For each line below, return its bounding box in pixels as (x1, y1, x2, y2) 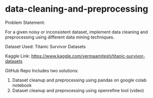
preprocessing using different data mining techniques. (5, 34, 115, 40)
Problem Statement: (5, 20, 46, 25)
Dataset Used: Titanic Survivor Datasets (5, 43, 86, 49)
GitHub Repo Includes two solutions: (5, 67, 79, 74)
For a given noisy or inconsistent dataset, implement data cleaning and (5, 29, 148, 35)
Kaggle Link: (5, 53, 30, 59)
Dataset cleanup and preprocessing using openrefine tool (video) (12, 87, 144, 93)
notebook (12, 82, 32, 88)
